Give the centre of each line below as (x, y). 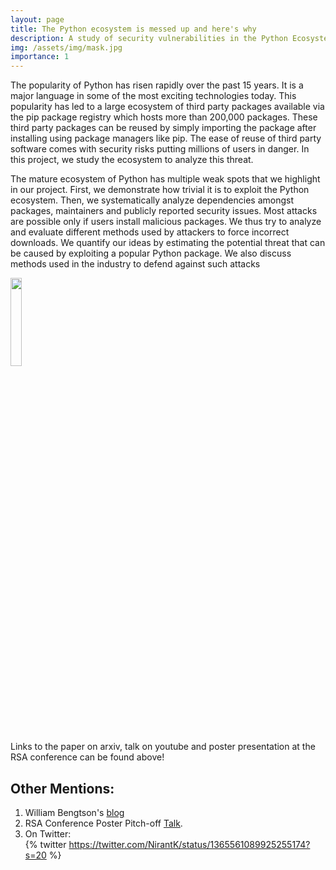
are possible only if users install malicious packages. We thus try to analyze (166, 222)
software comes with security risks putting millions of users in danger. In (160, 149)
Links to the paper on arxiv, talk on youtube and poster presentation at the (163, 747)
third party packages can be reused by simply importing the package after (163, 128)
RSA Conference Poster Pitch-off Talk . (103, 823)
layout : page (37, 19)
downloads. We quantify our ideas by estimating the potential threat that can (168, 243)
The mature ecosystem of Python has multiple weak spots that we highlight (165, 179)
